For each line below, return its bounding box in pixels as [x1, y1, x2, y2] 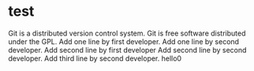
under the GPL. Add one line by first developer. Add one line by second [8, 36, 239, 46]
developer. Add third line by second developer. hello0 [8, 54, 182, 63]
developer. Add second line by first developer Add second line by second [8, 45, 247, 54]
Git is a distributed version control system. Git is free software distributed [8, 28, 246, 38]
